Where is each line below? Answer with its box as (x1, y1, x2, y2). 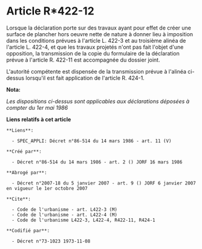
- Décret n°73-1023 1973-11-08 (11, 238, 91, 244)
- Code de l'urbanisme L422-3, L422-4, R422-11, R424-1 (11, 217, 155, 223)
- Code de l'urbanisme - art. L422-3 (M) (11, 206, 118, 212)
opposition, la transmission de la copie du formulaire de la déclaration (6, 49, 180, 57)
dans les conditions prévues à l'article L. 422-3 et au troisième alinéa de (6, 37, 186, 44)
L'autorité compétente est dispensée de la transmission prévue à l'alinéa (6, 68, 186, 75)
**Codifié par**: (6, 227, 50, 233)
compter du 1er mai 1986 (6, 104, 68, 111)
